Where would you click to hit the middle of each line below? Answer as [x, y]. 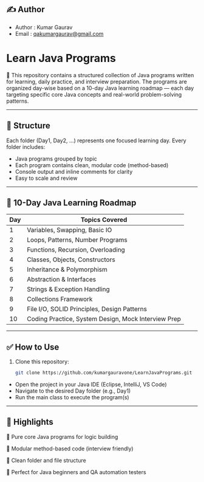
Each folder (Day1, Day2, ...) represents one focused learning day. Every [96, 140]
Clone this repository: [42, 362]
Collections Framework [60, 299]
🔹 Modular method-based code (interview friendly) [70, 449]
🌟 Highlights [30, 422]
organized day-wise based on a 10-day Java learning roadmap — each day [100, 88]
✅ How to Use [33, 347]
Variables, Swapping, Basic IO [70, 230]
